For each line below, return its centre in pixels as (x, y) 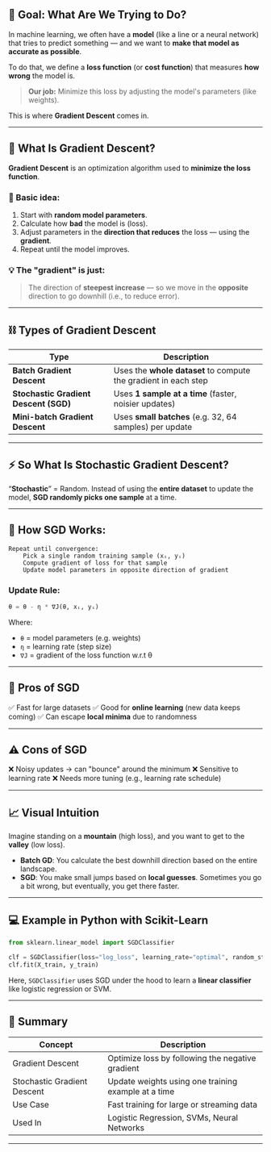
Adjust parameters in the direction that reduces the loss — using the (135, 232)
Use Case (31, 1104)
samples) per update (153, 427)
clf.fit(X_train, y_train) (54, 965)
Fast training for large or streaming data (183, 1104)
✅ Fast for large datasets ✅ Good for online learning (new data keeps (124, 707)
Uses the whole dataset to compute (182, 370)
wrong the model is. (42, 75)
